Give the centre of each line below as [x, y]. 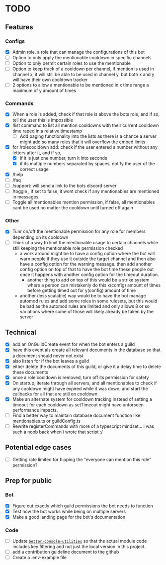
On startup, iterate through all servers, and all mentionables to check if [84, 383]
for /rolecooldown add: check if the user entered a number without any [85, 147]
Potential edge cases [38, 447]
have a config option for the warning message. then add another [86, 264]
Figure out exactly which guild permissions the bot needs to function [83, 506]
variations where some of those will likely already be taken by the [87, 311]
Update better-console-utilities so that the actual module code [80, 541]
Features [19, 27]
